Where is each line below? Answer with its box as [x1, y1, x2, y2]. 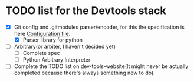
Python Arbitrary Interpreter [22, 56, 91, 63]
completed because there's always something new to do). [14, 69, 155, 77]
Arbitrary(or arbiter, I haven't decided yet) [14, 43, 116, 50]
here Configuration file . [14, 30, 71, 37]
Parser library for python [22, 36, 83, 43]
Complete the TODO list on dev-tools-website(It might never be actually [14, 63, 189, 70]
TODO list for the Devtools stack [5, 4, 166, 18]
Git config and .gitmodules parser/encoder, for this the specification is [14, 23, 185, 30]
